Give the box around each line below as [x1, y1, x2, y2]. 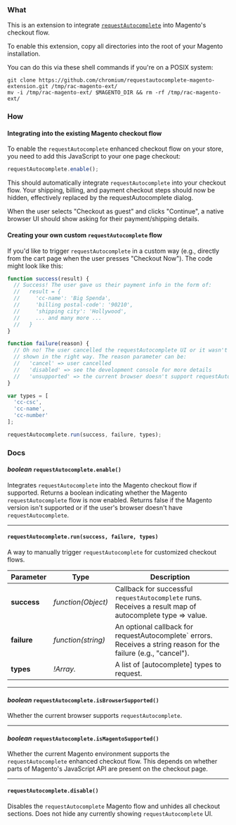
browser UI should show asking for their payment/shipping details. [7, 215, 200, 223]
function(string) [53, 635, 105, 645]
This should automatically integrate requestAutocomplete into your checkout [7, 178, 226, 187]
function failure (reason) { [7, 340, 90, 347]
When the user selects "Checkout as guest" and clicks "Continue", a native [7, 207, 225, 216]
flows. [7, 555, 25, 564]
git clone [7, 77, 37, 84]
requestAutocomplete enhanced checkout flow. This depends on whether [7, 757, 218, 766]
